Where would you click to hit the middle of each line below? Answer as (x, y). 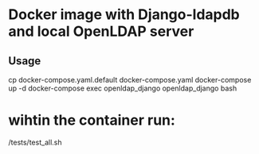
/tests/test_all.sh (35, 142)
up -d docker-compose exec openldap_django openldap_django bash (123, 88)
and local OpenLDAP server (101, 31)
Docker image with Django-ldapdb (124, 15)
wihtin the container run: (92, 120)
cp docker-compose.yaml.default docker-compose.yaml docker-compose (130, 80)
